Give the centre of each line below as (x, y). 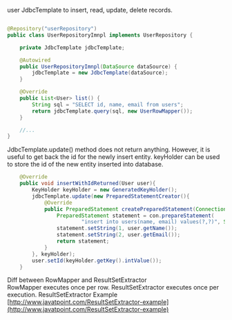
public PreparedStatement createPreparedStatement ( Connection (135, 209)
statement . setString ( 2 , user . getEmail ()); (118, 235)
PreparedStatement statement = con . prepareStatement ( (135, 216)
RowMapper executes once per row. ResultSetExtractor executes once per (113, 288)
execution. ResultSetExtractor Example (62, 295)
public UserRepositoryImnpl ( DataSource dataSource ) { (98, 66)
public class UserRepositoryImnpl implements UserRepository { (100, 35)
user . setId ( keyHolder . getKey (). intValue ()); (97, 261)
